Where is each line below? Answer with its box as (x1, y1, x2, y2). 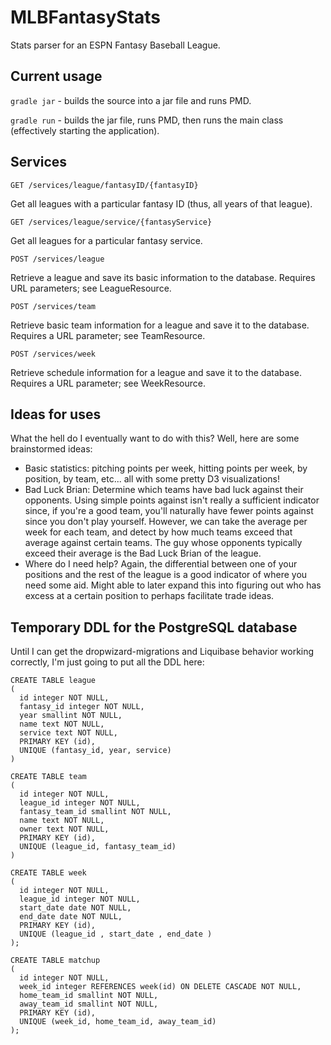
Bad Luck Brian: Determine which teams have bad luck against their (24, 484, 304, 496)
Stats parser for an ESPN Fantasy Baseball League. (10, 39, 221, 51)
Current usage (10, 68, 103, 85)
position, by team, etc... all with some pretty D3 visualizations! (24, 473, 281, 485)
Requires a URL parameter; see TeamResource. (10, 329, 206, 341)
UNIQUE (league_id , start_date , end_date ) (19, 929, 213, 940)
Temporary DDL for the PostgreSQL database (10, 619, 298, 636)
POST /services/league (10, 254, 105, 264)
